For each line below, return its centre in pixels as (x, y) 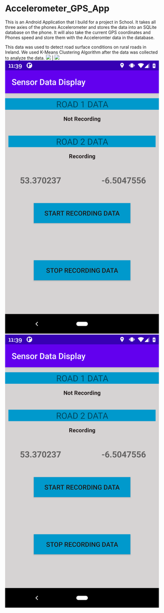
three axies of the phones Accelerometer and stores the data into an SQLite (81, 27)
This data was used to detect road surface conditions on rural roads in (76, 47)
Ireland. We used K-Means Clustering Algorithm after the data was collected (82, 52)
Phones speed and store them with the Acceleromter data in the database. (80, 38)
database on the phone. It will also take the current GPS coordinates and (78, 32)
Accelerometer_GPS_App (57, 9)
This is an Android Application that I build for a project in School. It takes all (81, 22)
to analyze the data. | (29, 58)
